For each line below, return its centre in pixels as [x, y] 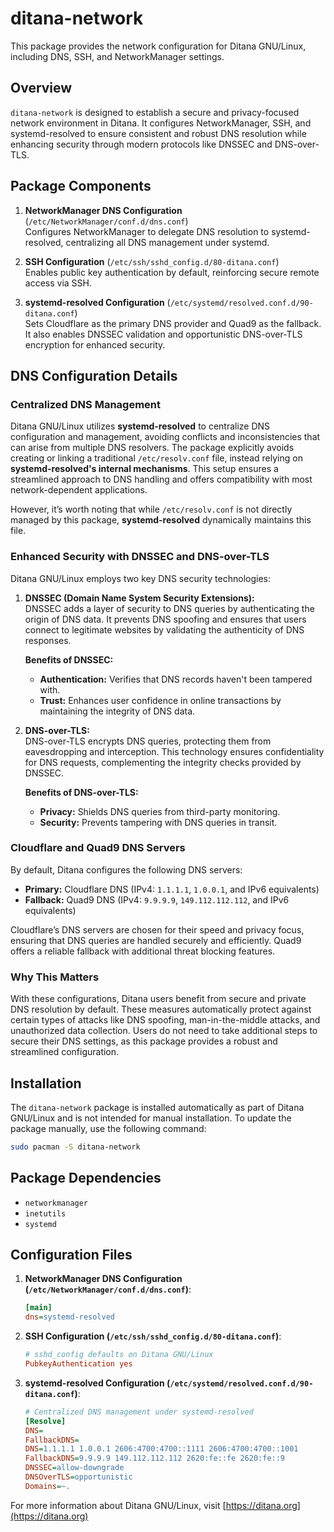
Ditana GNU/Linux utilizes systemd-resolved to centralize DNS [140, 426]
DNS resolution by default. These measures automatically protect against [161, 1009]
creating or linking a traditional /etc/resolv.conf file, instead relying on [156, 458]
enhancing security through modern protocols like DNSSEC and [141, 144]
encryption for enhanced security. [95, 344]
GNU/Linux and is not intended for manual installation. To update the [151, 1118]
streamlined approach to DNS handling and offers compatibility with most [161, 479]
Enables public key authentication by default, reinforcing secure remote [172, 272]
